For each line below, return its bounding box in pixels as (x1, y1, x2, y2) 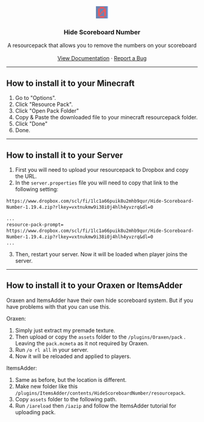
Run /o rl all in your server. (15, 346, 89, 353)
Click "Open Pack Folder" (15, 107, 80, 114)
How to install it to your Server (6, 150, 123, 160)
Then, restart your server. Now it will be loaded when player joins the (15, 250, 188, 258)
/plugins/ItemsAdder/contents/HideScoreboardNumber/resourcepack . (15, 389, 186, 396)
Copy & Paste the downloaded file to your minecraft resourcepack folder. (15, 114, 198, 121)
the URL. (15, 172, 38, 180)
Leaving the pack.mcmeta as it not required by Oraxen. (15, 339, 149, 346)
